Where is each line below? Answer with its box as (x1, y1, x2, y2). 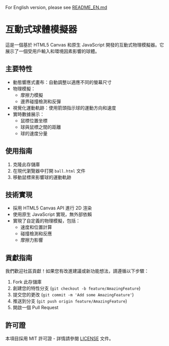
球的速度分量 (20, 130, 48, 136)
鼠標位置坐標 (20, 117, 48, 123)
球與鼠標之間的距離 (20, 124, 61, 130)
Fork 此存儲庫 (12, 279, 42, 285)
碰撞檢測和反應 (20, 230, 52, 237)
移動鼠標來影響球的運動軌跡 (12, 174, 72, 180)
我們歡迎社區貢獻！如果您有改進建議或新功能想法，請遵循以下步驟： (5, 268, 149, 274)
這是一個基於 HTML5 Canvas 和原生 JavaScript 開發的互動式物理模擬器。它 (5, 41, 164, 48)
